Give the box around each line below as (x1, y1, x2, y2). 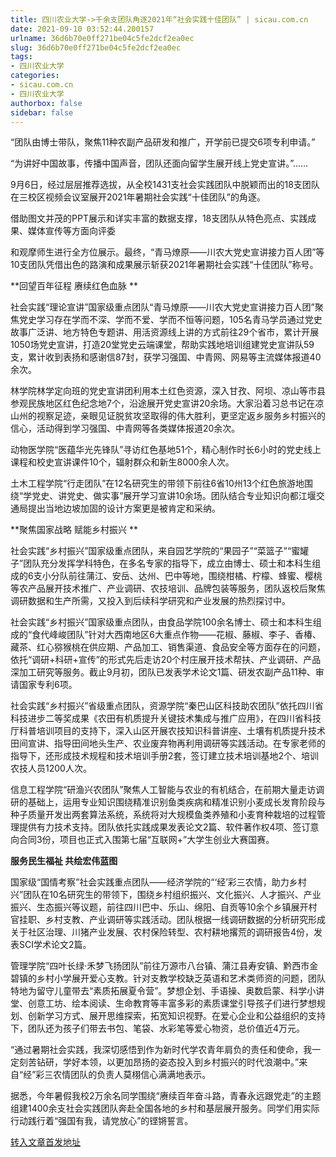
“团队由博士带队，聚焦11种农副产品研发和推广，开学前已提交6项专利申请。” (10, 136, 316, 148)
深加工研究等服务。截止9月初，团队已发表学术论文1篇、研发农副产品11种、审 (10, 666, 325, 678)
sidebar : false (10, 107, 74, 118)
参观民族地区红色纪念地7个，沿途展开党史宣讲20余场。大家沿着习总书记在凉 (10, 397, 325, 410)
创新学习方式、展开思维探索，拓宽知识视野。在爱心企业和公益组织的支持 (27, 1010, 326, 1022)
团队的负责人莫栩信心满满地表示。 (70, 1069, 212, 1081)
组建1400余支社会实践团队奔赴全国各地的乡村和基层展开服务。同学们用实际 (10, 1102, 320, 1115)
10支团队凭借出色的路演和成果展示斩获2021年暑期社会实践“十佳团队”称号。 (10, 259, 319, 271)
